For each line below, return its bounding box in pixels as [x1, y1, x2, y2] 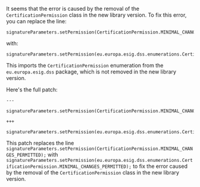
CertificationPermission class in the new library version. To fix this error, [6, 11, 187, 19]
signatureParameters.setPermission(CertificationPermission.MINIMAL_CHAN [6, 146, 193, 152]
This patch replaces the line [6, 140, 74, 146]
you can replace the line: [6, 18, 67, 24]
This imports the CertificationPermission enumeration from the [6, 62, 164, 69]
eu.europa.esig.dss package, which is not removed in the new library [6, 68, 177, 75]
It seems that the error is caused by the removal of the [6, 5, 140, 12]
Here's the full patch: [6, 86, 58, 93]
